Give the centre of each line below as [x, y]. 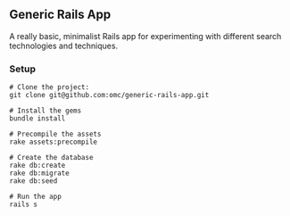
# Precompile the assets [55, 134]
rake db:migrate [39, 173]
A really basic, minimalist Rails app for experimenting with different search [145, 36]
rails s [24, 204]
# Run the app [36, 197]
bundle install [37, 119]
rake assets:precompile [54, 142]
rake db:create [37, 166]
